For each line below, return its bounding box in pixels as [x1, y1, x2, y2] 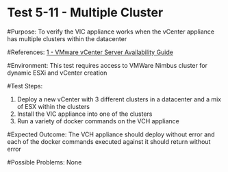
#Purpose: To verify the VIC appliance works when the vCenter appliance [7, 27, 215, 36]
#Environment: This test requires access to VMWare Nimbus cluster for [7, 61, 207, 69]
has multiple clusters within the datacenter [7, 34, 127, 42]
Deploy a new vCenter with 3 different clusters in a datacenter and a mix [16, 95, 222, 103]
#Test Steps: [7, 82, 43, 90]
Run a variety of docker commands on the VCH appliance [16, 116, 179, 125]
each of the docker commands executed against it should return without [7, 137, 211, 145]
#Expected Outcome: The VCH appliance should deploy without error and [7, 130, 215, 138]
